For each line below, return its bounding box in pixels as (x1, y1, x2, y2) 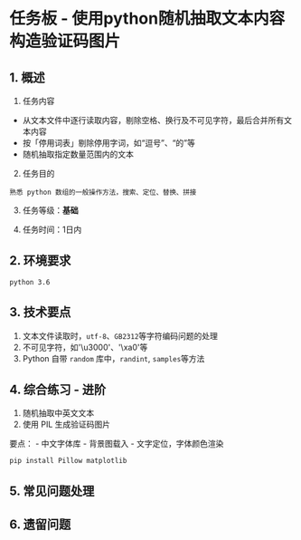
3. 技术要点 (9, 304, 71, 320)
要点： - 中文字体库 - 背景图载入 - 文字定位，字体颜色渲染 (9, 439, 224, 449)
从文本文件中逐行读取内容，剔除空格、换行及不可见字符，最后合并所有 (22, 115, 285, 125)
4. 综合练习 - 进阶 (9, 382, 107, 398)
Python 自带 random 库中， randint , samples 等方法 (22, 352, 205, 363)
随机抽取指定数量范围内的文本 (22, 149, 134, 159)
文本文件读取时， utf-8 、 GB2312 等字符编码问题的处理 (22, 330, 219, 341)
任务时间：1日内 (22, 224, 82, 235)
